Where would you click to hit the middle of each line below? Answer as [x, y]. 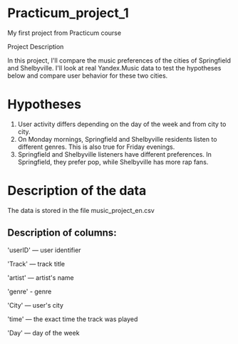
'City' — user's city [36, 305]
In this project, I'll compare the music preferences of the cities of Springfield [119, 60]
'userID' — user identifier [44, 250]
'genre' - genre [30, 291]
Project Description [36, 46]
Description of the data [77, 191]
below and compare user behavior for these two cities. [88, 75]
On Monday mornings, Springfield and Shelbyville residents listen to [117, 139]
